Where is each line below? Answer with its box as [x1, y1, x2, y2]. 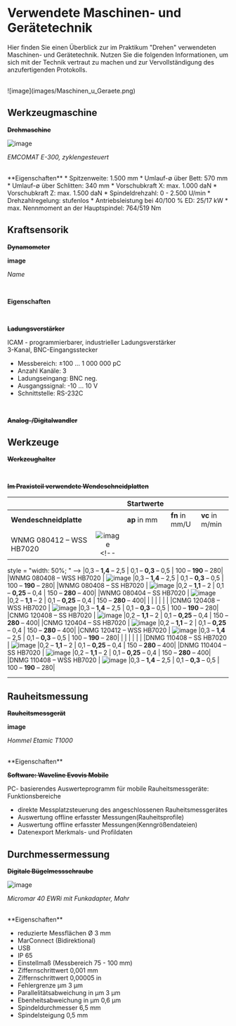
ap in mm [126, 515, 158, 525]
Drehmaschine [7, 125, 51, 134]
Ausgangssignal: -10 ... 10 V [17, 381, 98, 390]
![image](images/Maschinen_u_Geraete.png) [7, 86, 136, 95]
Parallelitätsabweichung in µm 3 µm [17, 989, 121, 997]
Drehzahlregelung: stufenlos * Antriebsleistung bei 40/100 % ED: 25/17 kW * [7, 196, 228, 204]
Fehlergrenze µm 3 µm [17, 981, 83, 989]
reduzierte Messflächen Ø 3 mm [17, 929, 111, 937]
